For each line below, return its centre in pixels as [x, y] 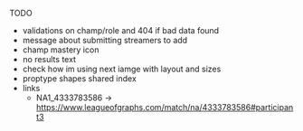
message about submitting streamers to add [105, 40]
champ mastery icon [61, 50]
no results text [49, 59]
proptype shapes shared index [80, 79]
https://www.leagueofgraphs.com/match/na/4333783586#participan [165, 107]
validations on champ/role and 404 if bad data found [121, 30]
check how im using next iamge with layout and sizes [122, 69]
